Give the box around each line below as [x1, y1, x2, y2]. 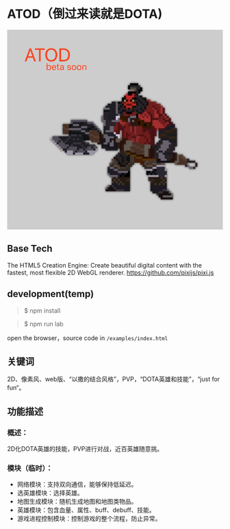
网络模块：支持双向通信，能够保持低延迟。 [16, 480, 138, 489]
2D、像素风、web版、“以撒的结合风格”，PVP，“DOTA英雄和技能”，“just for [7, 375, 220, 383]
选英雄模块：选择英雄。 [16, 489, 84, 497]
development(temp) [7, 288, 94, 300]
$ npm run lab [23, 320, 64, 328]
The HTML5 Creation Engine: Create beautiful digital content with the [7, 261, 202, 269]
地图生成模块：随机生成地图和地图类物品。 [16, 498, 138, 506]
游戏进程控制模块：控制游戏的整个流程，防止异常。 [16, 515, 162, 523]
